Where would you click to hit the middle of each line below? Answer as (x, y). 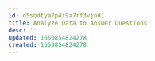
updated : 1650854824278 (48, 38)
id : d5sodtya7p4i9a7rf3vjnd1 (56, 15)
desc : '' (23, 30)
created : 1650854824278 (48, 45)
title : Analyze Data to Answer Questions (78, 23)
